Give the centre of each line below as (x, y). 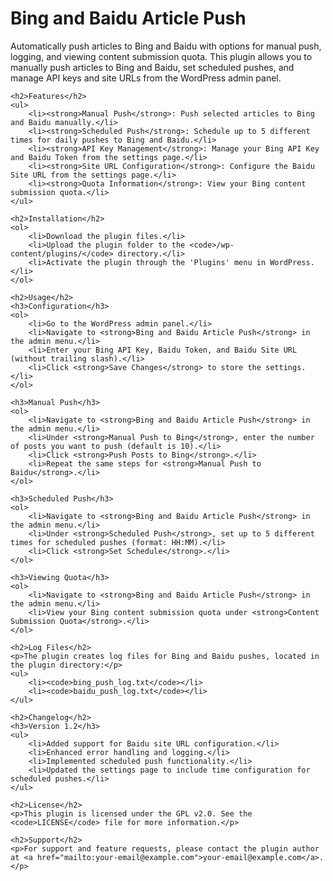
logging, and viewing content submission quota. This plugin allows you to (161, 56)
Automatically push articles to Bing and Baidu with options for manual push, (166, 46)
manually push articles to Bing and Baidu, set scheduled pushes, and (152, 67)
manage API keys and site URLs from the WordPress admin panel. (146, 78)
